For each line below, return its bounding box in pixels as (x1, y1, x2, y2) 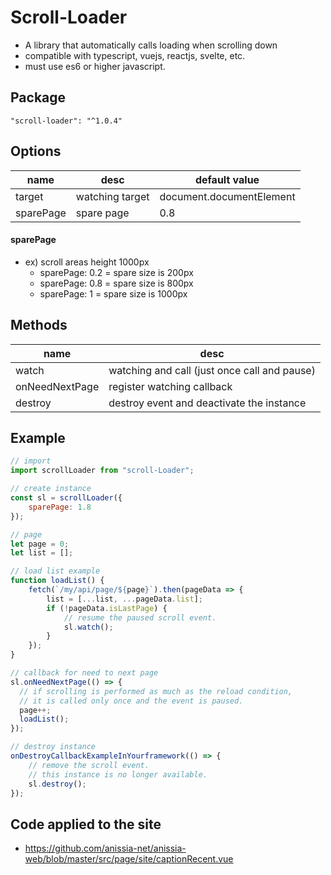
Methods (10, 317, 68, 334)
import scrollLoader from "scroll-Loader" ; (10, 466, 195, 476)
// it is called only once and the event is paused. (19, 696, 244, 706)
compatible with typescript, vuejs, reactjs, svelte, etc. (24, 49, 246, 61)
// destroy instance (10, 742, 97, 752)
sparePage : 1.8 (28, 502, 92, 512)
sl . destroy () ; (28, 779, 87, 789)
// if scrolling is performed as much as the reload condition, (19, 686, 293, 696)
